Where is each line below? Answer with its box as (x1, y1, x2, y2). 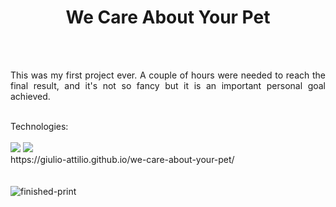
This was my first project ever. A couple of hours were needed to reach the (10, 69, 326, 81)
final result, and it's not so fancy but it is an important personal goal (10, 79, 326, 91)
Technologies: (10, 120, 69, 132)
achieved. (10, 90, 51, 102)
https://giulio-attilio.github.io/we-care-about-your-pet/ (10, 153, 235, 165)
